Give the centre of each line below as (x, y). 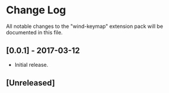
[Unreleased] (31, 83)
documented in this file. (35, 32)
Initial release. (31, 65)
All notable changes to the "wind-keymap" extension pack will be (85, 26)
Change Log (36, 10)
